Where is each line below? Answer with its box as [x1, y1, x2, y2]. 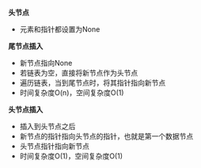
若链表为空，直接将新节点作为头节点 [19, 68, 138, 78]
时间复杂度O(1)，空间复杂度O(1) [19, 151, 123, 161]
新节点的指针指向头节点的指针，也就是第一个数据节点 [19, 132, 194, 141]
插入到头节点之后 [19, 122, 76, 131]
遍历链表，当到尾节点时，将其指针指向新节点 [19, 78, 166, 87]
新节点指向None [19, 59, 73, 67]
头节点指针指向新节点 [19, 142, 89, 151]
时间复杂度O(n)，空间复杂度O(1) [19, 88, 124, 97]
